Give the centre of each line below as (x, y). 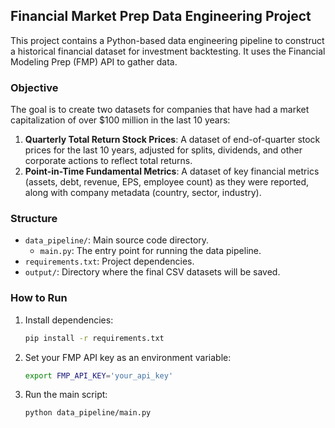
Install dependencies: (69, 320)
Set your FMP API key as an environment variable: (128, 357)
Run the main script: (66, 395)
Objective (34, 87)
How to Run (39, 298)
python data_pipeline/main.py (88, 413)
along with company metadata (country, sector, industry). (143, 193)
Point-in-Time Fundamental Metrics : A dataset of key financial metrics (172, 171)
